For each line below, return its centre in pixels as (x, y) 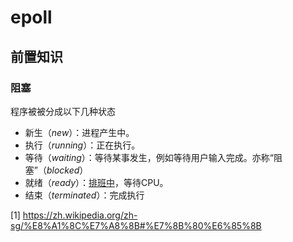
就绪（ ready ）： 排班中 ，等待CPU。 (96, 182)
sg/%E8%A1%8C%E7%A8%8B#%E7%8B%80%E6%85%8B (136, 225)
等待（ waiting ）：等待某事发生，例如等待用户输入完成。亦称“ (149, 157)
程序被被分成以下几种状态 (63, 111)
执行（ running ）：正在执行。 (82, 145)
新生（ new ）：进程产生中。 (79, 132)
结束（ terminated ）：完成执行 (84, 195)
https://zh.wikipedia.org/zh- (80, 215)
